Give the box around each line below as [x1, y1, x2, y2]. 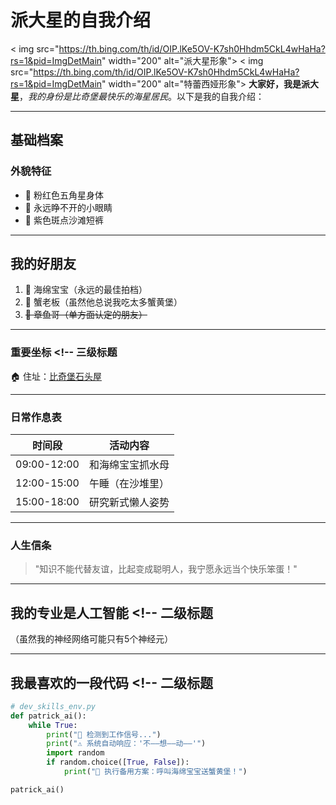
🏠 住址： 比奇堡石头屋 [10, 370, 102, 382]
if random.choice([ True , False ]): [46, 757, 190, 768]
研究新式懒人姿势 [88, 496, 170, 510]
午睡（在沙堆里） [88, 477, 170, 491]
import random [46, 748, 105, 758]
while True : [28, 720, 78, 730]
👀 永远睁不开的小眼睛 [24, 201, 113, 213]
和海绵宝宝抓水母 [88, 458, 170, 472]
